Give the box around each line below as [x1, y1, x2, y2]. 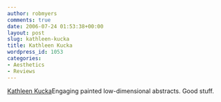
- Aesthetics [7, 61, 45, 68]
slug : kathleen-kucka [7, 36, 70, 43]
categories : [7, 55, 42, 62]
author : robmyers [7, 10, 58, 17]
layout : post [7, 29, 45, 37]
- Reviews [7, 68, 36, 74]
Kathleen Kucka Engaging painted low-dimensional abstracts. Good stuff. [7, 87, 215, 95]
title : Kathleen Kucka [7, 42, 73, 49]
